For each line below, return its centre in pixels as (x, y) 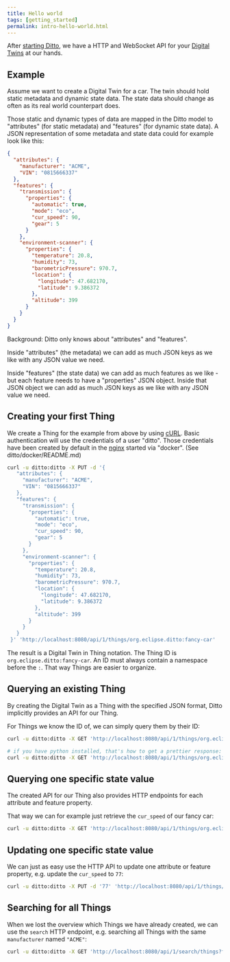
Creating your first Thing (61, 416)
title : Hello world (35, 13)
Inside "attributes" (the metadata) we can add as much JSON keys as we (110, 352)
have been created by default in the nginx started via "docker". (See (103, 448)
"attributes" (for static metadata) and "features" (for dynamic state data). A (113, 126)
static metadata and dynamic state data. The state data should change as (111, 99)
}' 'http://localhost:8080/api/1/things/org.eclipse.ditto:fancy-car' (113, 640)
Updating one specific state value (80, 850)
